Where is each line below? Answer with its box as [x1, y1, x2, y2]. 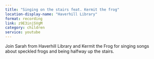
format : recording [5, 16, 43, 21]
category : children [5, 25, 45, 30]
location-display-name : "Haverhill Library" [5, 12, 98, 17]
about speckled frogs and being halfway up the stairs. [5, 48, 114, 54]
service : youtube [5, 30, 41, 35]
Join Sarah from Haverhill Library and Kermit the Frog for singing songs [5, 43, 150, 49]
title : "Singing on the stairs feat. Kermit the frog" [5, 7, 120, 12]
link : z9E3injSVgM [5, 20, 43, 26]
